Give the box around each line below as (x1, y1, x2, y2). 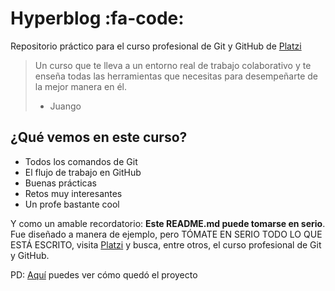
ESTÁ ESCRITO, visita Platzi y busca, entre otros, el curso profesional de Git (10, 238, 322, 251)
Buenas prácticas (24, 177, 97, 189)
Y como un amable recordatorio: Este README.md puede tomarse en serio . (10, 217, 326, 229)
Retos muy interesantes (24, 187, 123, 199)
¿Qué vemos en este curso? (10, 129, 188, 146)
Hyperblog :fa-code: (10, 7, 185, 30)
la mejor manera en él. (34, 80, 127, 92)
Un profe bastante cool (24, 198, 120, 210)
